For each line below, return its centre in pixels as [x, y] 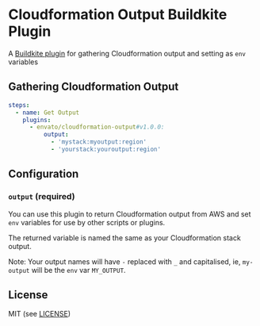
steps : [19, 105]
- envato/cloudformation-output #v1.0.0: [97, 127]
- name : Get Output [48, 113]
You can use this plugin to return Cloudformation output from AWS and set [130, 214]
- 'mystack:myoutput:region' [99, 142]
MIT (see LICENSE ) [40, 314]
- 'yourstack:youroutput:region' [105, 149]
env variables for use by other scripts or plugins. [87, 222]
